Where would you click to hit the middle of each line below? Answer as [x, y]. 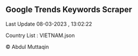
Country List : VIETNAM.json [40, 35]
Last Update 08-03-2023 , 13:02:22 [49, 24]
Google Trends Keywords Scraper [69, 10]
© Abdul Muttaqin [27, 47]
